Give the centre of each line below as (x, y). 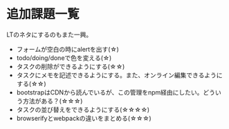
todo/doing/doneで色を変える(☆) (64, 58)
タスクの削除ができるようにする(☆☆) (71, 66)
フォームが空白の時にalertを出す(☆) (67, 49)
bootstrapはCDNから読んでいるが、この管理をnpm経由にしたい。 (110, 92)
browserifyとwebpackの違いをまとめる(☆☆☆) (84, 118)
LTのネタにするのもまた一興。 (49, 34)
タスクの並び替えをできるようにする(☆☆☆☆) (83, 109)
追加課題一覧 (43, 14)
